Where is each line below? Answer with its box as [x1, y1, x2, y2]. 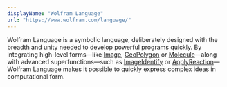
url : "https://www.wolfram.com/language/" [7, 17, 131, 23]
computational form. [7, 72, 65, 80]
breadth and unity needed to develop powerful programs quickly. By [7, 43, 202, 51]
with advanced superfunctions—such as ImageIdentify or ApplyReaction [7, 57, 215, 66]
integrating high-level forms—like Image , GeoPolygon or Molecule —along [7, 50, 217, 59]
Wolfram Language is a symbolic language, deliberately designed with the [7, 35, 218, 43]
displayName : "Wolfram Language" [7, 10, 104, 17]
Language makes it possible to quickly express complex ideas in [33, 65, 217, 73]
